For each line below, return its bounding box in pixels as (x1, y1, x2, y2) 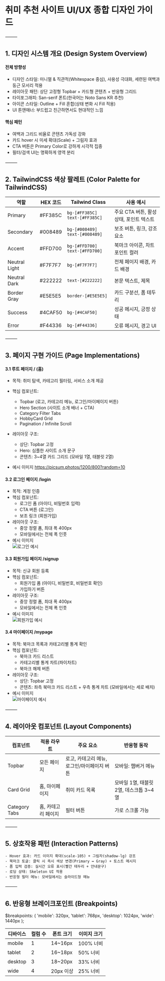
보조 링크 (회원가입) (19, 513, 57, 519)
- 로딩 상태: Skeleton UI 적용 (5, 869, 63, 874)
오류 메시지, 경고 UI (114, 322, 157, 329)
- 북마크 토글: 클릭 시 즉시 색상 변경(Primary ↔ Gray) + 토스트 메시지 (5, 859, 137, 864)
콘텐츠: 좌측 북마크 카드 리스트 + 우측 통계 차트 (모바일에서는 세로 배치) (19, 684, 155, 690)
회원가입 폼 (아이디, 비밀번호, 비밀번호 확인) (19, 580, 103, 586)
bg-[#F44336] (67, 322, 97, 328)
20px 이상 (51, 968, 74, 975)
